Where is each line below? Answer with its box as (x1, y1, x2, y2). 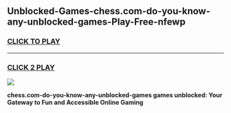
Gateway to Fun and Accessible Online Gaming (7, 98, 144, 106)
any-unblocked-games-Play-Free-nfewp (7, 16, 186, 28)
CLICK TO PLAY (7, 37, 60, 47)
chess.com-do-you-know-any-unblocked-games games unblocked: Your (7, 90, 223, 99)
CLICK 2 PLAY (7, 62, 55, 72)
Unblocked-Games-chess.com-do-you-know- (7, 5, 211, 17)
